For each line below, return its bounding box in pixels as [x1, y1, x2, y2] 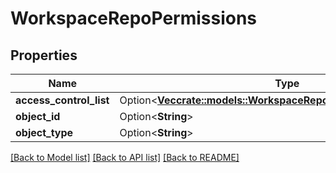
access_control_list [15, 93, 110, 107]
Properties [10, 47, 78, 64]
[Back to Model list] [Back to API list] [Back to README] [10, 152, 240, 163]
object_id [15, 110, 61, 123]
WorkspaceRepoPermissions [10, 7, 258, 30]
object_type [15, 126, 74, 139]
